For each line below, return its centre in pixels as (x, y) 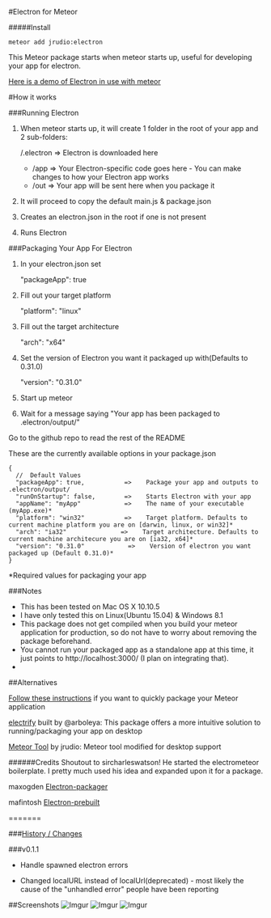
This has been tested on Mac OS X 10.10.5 (90, 607)
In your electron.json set (60, 264)
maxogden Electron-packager (58, 787)
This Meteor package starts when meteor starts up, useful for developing (130, 57)
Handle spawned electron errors (74, 865)
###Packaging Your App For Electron (70, 248)
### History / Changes (45, 833)
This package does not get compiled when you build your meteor (129, 624)
